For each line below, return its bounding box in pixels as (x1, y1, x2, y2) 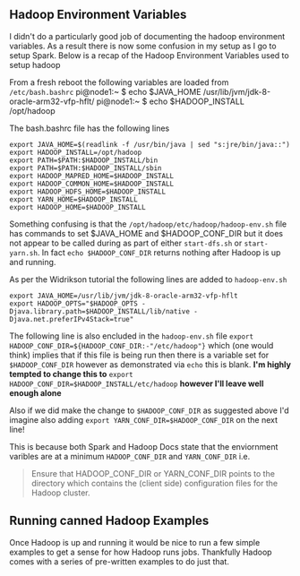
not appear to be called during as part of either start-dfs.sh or (9, 237, 243, 248)
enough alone (9, 387, 62, 398)
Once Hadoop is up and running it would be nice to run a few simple (9, 537, 261, 547)
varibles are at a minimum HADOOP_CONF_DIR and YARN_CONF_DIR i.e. (9, 451, 251, 461)
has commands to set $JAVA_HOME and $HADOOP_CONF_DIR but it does (9, 228, 284, 238)
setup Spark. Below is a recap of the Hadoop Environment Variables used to (9, 49, 289, 61)
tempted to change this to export (9, 368, 133, 379)
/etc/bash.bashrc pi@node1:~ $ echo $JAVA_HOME (9, 86, 201, 97)
